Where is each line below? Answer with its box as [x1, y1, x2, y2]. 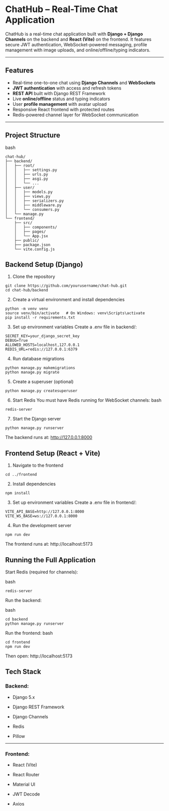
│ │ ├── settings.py [5, 167, 57, 172]
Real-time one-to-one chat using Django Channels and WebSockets [12, 80, 156, 86]
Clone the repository [12, 273, 55, 280]
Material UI [12, 781, 36, 787]
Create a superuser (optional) [12, 379, 74, 385]
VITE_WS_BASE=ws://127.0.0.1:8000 [5, 513, 78, 519]
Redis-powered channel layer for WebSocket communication [12, 112, 139, 118]
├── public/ [14, 238, 39, 243]
